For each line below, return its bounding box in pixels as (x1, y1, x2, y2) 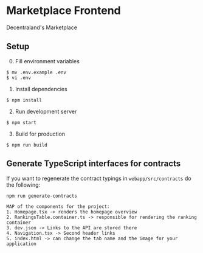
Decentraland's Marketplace (6, 24, 78, 31)
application (6, 241, 36, 247)
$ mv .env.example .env (6, 69, 67, 75)
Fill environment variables (15, 57, 80, 64)
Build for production (15, 130, 66, 137)
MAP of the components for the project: (6, 203, 111, 210)
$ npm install (6, 97, 43, 103)
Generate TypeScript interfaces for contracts (6, 159, 181, 169)
